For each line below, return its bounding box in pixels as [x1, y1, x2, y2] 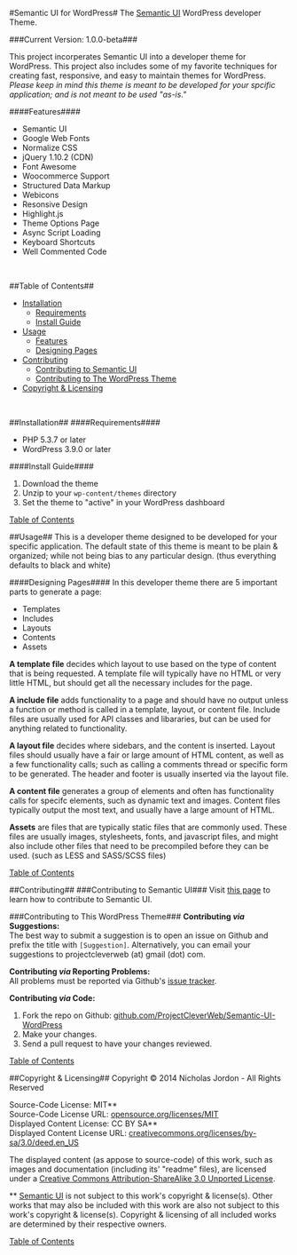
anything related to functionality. [9, 723, 128, 734]
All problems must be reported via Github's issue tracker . [9, 976, 217, 986]
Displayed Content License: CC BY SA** [9, 1118, 158, 1129]
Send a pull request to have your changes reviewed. [21, 1038, 213, 1049]
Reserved [9, 1083, 44, 1092]
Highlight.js [21, 209, 64, 218]
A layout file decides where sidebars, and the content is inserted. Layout [9, 741, 276, 751]
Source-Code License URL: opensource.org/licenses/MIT [9, 1109, 219, 1119]
